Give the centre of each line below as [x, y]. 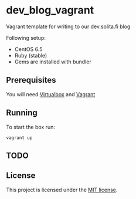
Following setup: [26, 38]
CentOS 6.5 [28, 49]
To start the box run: [31, 127]
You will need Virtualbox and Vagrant [51, 94]
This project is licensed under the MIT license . [62, 190]
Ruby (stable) [31, 55]
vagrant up [19, 138]
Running [22, 113]
